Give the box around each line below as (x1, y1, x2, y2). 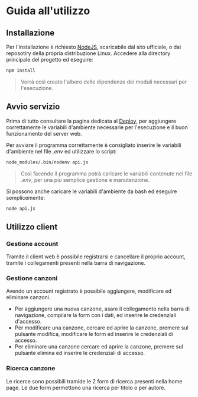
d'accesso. (14, 318, 42, 325)
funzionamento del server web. (6, 130, 82, 137)
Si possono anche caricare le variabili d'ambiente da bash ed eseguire (6, 188, 177, 195)
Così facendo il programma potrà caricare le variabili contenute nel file (20, 170, 193, 177)
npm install (6, 68, 35, 73)
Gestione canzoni (6, 274, 58, 283)
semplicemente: (6, 194, 46, 201)
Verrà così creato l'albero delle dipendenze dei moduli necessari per (20, 78, 187, 85)
